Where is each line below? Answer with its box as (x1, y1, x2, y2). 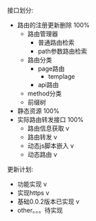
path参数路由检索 (37, 47, 88, 55)
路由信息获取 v (27, 124, 70, 132)
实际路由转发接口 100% (17, 116, 84, 123)
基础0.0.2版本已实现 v (17, 197, 79, 206)
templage (48, 73, 75, 80)
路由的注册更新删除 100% (17, 21, 90, 29)
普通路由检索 (37, 38, 75, 47)
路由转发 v (27, 133, 57, 141)
